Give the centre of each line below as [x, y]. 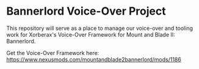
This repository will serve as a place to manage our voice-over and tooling [100, 28]
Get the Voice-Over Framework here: [53, 53]
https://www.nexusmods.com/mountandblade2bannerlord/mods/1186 [94, 59]
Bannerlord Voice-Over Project [86, 11]
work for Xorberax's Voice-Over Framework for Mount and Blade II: [91, 34]
